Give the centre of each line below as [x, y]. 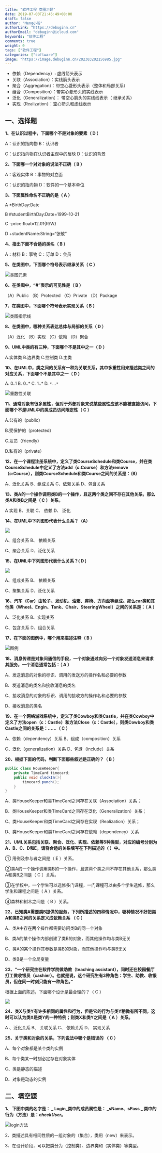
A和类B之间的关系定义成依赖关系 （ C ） [45, 918]
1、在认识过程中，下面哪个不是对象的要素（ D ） [53, 133]
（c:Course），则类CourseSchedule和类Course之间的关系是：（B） [72, 474]
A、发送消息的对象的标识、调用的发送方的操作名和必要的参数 [66, 675]
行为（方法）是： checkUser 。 [35, 1115]
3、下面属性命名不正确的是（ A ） [39, 195]
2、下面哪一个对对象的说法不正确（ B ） [45, 164]
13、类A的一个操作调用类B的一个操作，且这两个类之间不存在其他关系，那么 [80, 494]
